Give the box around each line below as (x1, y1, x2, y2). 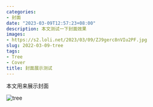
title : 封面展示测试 (6, 65, 53, 71)
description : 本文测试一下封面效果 (6, 25, 86, 32)
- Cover (6, 59, 26, 65)
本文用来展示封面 (6, 82, 49, 89)
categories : (6, 8, 36, 15)
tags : (6, 48, 20, 54)
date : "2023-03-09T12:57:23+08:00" (6, 20, 96, 26)
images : (6, 31, 26, 37)
